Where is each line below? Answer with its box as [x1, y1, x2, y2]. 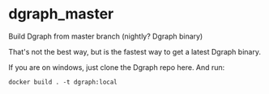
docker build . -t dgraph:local [8, 78, 117, 86]
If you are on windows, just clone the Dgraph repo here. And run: [8, 62, 225, 72]
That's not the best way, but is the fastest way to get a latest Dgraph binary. [8, 47, 262, 56]
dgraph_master [8, 5, 114, 23]
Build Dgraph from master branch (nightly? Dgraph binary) [8, 31, 203, 41]
